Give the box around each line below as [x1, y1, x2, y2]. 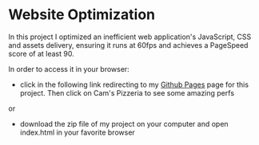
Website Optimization [8, 6, 156, 24]
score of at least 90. [8, 49, 74, 58]
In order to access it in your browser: [8, 64, 129, 73]
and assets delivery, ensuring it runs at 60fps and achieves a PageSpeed [8, 40, 249, 49]
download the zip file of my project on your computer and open [19, 119, 229, 128]
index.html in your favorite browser [19, 127, 136, 137]
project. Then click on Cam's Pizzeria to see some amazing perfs [19, 88, 234, 97]
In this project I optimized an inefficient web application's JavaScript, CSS [8, 32, 252, 41]
